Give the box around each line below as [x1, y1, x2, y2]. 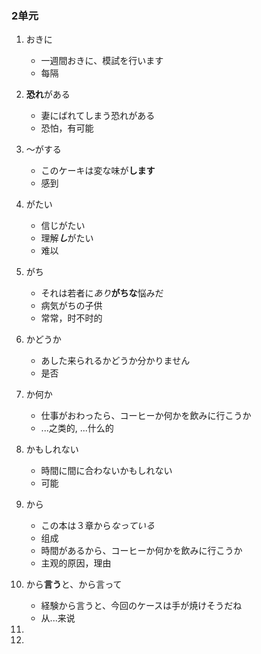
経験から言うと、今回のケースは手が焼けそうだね [40, 600, 243, 612]
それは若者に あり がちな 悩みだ [40, 287, 164, 299]
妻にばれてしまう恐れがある [40, 110, 156, 122]
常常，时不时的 [40, 312, 103, 324]
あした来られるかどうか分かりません [40, 355, 191, 367]
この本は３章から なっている [40, 520, 155, 532]
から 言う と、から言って [25, 578, 123, 591]
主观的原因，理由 [40, 557, 112, 569]
